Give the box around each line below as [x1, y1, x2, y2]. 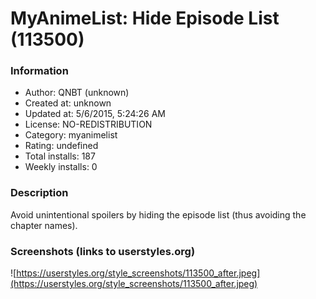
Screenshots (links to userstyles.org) [10, 244, 196, 258]
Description [10, 186, 69, 200]
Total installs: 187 [24, 150, 96, 162]
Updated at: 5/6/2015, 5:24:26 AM [24, 108, 166, 120]
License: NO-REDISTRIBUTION [24, 118, 153, 131]
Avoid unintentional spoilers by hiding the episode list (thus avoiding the [10, 208, 307, 221]
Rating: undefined [24, 140, 99, 152]
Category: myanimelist [24, 129, 118, 141]
